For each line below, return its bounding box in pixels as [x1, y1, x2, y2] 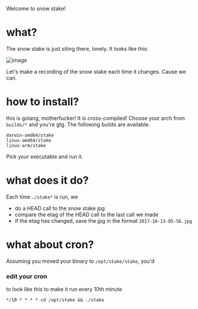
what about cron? [6, 238, 95, 251]
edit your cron [6, 272, 47, 280]
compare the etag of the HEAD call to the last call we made [14, 211, 158, 218]
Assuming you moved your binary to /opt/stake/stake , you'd [6, 257, 155, 265]
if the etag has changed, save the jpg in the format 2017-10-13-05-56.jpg [14, 217, 192, 224]
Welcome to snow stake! [6, 5, 66, 12]
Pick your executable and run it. [6, 153, 84, 160]
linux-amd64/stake [6, 137, 51, 144]
